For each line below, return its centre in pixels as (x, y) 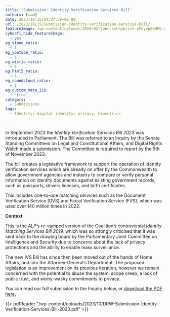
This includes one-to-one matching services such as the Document (75, 195)
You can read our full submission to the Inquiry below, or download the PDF (84, 288)
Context (14, 216)
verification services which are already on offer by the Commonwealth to (81, 169)
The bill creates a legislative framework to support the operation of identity (83, 164)
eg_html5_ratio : (22, 72)
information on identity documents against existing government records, (80, 180)
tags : (11, 109)
